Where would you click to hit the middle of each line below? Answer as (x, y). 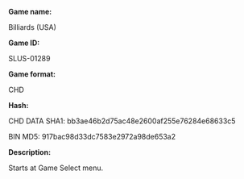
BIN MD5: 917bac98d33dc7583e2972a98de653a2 (92, 137)
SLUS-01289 (29, 58)
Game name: (30, 12)
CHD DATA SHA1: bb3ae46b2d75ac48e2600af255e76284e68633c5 (122, 121)
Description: (29, 152)
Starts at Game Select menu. (56, 168)
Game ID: (24, 43)
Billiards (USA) (32, 27)
